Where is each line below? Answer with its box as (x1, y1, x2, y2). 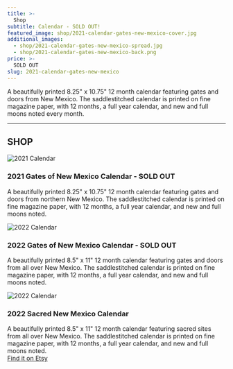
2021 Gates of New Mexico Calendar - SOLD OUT (7, 171, 175, 181)
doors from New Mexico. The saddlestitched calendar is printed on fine (7, 94, 212, 103)
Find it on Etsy (7, 354, 49, 363)
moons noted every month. (7, 109, 85, 118)
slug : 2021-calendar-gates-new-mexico (7, 68, 119, 75)
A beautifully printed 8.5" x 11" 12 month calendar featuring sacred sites (7, 325, 212, 333)
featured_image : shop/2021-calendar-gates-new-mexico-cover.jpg (7, 29, 197, 37)
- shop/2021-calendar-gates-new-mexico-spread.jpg (13, 42, 163, 49)
